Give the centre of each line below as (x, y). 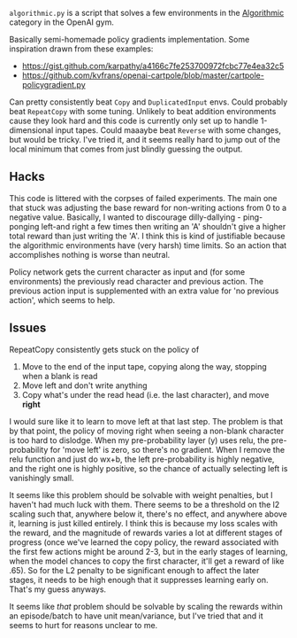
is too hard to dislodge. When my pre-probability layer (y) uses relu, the (139, 440)
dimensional (31, 130)
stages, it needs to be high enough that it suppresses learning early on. (139, 580)
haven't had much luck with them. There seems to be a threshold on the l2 (145, 504)
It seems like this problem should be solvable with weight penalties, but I (141, 494)
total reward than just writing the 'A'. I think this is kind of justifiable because (147, 236)
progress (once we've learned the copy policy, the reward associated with (144, 542)
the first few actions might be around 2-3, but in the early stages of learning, (148, 551)
